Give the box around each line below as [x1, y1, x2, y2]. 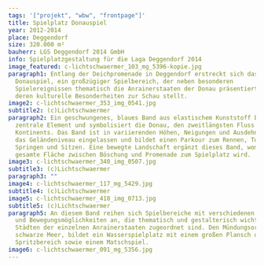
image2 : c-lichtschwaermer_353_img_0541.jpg [8, 99, 156, 107]
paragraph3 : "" [8, 172, 58, 181]
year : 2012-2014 [8, 26, 61, 34]
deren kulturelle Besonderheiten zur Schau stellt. [15, 92, 189, 100]
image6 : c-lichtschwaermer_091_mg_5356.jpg [8, 246, 153, 253]
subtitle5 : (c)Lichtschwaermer [8, 201, 111, 209]
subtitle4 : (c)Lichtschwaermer [8, 187, 111, 195]
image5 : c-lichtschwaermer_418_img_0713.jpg [8, 194, 156, 202]
